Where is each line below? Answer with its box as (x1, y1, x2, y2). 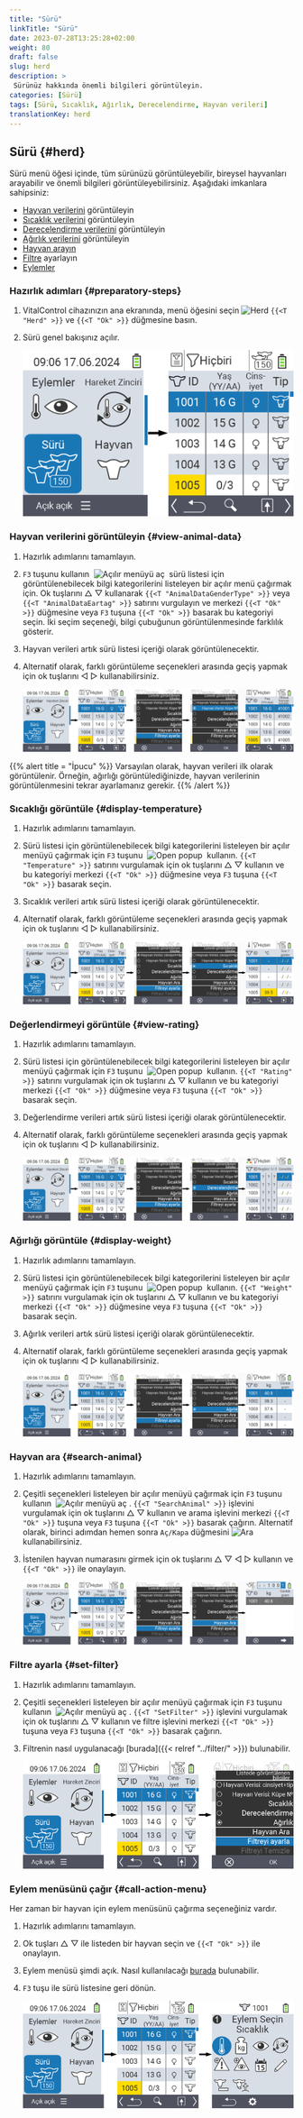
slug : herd (9, 62, 50, 71)
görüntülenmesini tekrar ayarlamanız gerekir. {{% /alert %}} (9, 780, 231, 791)
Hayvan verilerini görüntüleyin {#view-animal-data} (9, 530, 242, 543)
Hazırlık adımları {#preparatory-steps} (9, 285, 182, 298)
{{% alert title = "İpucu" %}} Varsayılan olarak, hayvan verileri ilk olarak (9, 760, 273, 771)
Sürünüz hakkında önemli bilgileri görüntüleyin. (13, 81, 204, 90)
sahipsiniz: (9, 188, 50, 198)
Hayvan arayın (22, 243, 77, 254)
